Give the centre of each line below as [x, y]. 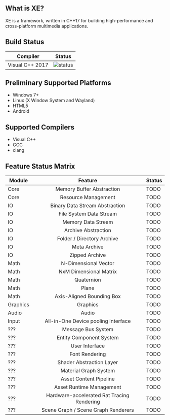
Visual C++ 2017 [28, 64]
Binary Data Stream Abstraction [88, 206]
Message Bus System [88, 330]
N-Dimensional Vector [88, 264]
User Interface [88, 346]
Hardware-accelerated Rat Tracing [88, 396]
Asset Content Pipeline [88, 379]
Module [19, 181]
